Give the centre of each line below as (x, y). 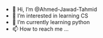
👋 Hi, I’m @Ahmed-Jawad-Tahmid (55, 9)
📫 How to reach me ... (40, 29)
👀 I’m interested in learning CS (50, 16)
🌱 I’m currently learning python (51, 22)
